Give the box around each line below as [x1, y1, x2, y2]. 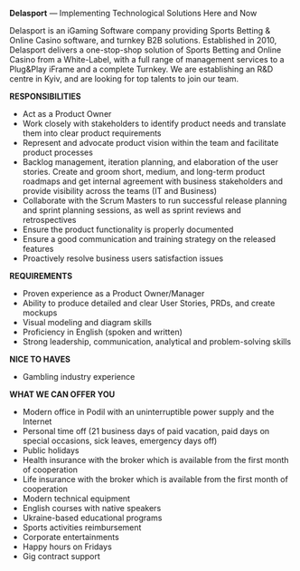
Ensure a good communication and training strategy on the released [22, 234, 277, 244]
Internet [22, 416, 52, 427]
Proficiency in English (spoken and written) [22, 326, 183, 337]
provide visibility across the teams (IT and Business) [22, 186, 218, 196]
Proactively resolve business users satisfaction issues [22, 253, 224, 264]
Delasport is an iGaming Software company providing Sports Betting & [9, 25, 271, 35]
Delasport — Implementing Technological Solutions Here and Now [9, 8, 258, 18]
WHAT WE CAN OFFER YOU [9, 389, 116, 400]
